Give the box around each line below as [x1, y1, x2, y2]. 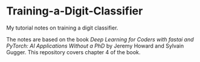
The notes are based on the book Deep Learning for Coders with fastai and [6, 36, 195, 43]
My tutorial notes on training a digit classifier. [6, 24, 118, 31]
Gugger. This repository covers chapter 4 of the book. [6, 48, 141, 55]
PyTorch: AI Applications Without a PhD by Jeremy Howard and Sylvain [6, 42, 184, 49]
